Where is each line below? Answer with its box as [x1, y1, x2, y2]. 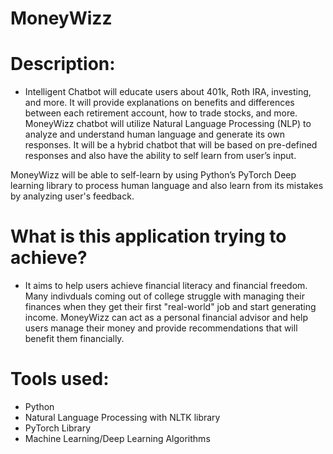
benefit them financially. [24, 333, 125, 345]
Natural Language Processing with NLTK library [24, 412, 221, 423]
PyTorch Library [24, 422, 92, 434]
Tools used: [10, 368, 110, 391]
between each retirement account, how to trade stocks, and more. [24, 107, 298, 119]
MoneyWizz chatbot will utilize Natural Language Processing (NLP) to [24, 118, 312, 130]
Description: [10, 53, 116, 76]
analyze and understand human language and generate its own [24, 128, 285, 141]
